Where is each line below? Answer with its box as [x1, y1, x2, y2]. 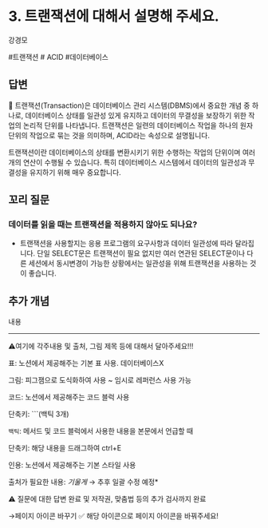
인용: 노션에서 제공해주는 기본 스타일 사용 [8, 460, 136, 470]
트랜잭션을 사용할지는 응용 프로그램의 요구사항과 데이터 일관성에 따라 [19, 239, 234, 248]
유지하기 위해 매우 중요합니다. [29, 167, 121, 177]
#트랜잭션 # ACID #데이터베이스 [8, 52, 109, 62]
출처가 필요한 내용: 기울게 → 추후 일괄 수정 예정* [8, 477, 159, 487]
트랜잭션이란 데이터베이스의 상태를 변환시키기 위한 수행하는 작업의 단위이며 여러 [8, 147, 256, 157]
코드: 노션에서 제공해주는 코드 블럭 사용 [8, 392, 130, 402]
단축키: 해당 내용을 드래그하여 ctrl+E [8, 443, 122, 453]
